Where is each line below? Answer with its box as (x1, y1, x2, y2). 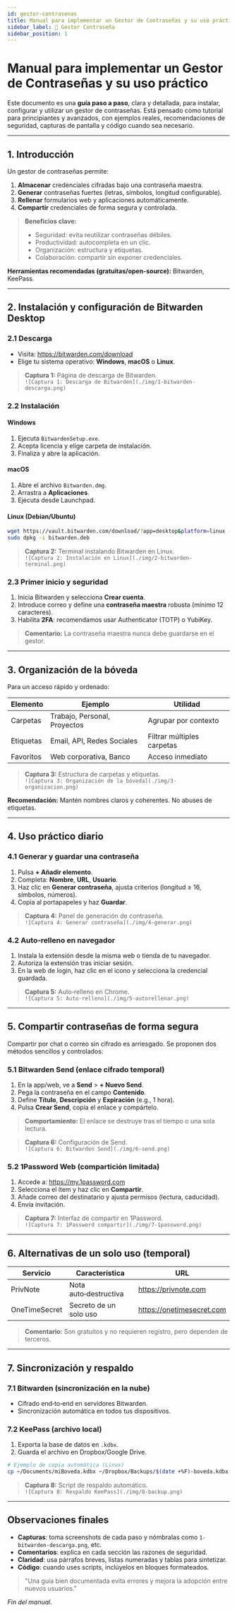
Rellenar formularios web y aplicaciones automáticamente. (17, 196, 189, 204)
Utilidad (174, 700, 201, 710)
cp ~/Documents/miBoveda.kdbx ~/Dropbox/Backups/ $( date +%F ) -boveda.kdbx (7, 1468, 229, 1476)
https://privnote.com (138, 1284, 207, 1294)
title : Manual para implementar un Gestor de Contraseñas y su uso (7, 17, 210, 24)
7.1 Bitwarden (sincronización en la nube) (7, 1383, 150, 1393)
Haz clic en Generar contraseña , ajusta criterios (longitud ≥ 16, (17, 883, 202, 891)
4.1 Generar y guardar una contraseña (7, 852, 140, 861)
